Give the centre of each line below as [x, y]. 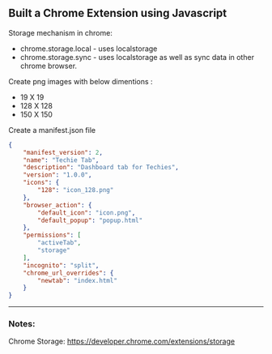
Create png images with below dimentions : [81, 81]
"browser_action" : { [57, 205]
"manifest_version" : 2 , [63, 152]
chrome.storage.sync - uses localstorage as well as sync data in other [137, 57]
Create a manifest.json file [52, 130]
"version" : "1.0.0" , [57, 175]
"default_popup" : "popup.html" [90, 220]
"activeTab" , [59, 243]
